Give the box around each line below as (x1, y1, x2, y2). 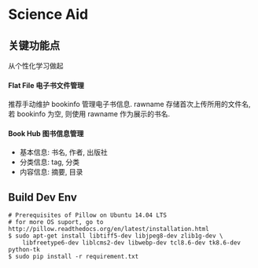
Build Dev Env (8, 190, 77, 204)
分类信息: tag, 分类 (19, 157, 80, 167)
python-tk (8, 246, 41, 254)
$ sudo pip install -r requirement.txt (8, 253, 139, 261)
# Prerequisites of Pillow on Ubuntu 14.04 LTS (8, 211, 168, 219)
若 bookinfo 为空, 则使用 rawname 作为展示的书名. (8, 109, 171, 119)
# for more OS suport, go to (8, 218, 104, 226)
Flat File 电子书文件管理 (8, 80, 85, 90)
